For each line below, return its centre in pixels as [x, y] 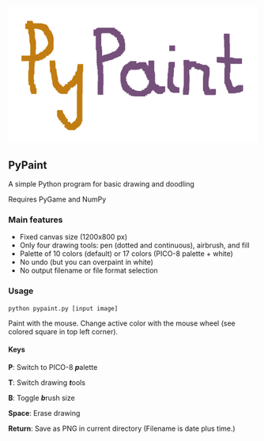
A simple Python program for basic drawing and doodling [102, 184]
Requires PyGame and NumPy [57, 199]
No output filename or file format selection [89, 270]
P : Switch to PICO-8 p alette [53, 367]
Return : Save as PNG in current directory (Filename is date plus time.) [122, 428]
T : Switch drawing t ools [47, 383]
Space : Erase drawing [44, 413]
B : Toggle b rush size [41, 398]
